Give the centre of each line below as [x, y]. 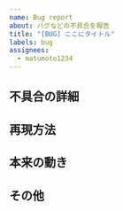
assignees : [29, 51]
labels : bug [31, 42]
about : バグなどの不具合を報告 [59, 26]
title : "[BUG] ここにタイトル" [62, 34]
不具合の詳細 [44, 97]
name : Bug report [41, 17]
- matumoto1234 [45, 59]
